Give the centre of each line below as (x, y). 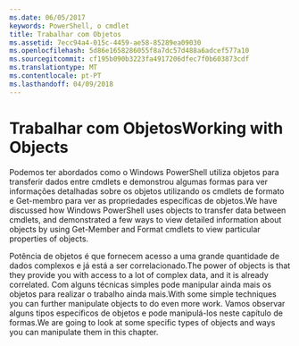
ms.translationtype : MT (54, 68)
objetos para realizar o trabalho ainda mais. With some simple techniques (143, 294)
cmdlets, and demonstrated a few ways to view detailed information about (145, 219)
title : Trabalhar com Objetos (66, 34)
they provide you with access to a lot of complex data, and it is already (139, 274)
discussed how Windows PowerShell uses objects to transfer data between (148, 210)
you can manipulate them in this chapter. (84, 332)
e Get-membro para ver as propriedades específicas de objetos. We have (143, 200)
